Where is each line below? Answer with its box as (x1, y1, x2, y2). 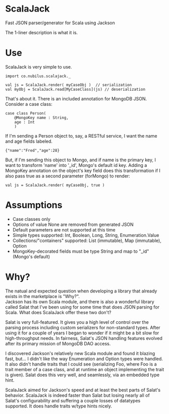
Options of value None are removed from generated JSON (12, 221, 134, 227)
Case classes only (12, 216, 50, 222)
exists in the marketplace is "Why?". (5, 293, 80, 299)
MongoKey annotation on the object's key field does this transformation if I (5, 167, 160, 173)
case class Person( (5, 110, 46, 116)
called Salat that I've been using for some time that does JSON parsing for (5, 304, 160, 310)
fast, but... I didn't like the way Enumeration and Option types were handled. (5, 356, 163, 362)
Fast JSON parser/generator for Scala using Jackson (5, 20, 115, 26)
